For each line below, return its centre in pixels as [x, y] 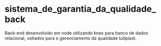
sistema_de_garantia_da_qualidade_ [80, 9]
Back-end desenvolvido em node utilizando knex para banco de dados [77, 33]
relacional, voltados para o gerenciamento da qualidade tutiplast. [71, 38]
